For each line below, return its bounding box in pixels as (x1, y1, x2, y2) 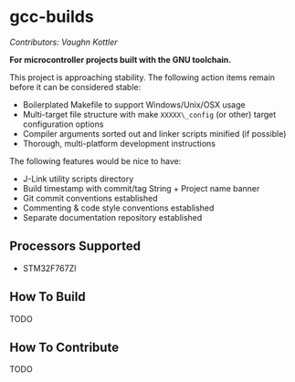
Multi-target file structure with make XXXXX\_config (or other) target (22, 108, 277, 119)
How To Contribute (9, 339, 120, 355)
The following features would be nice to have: (9, 155, 182, 166)
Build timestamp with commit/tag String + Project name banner (22, 182, 260, 193)
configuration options (22, 119, 104, 129)
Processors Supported (9, 239, 142, 254)
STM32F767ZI (22, 263, 77, 274)
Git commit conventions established (22, 192, 158, 203)
